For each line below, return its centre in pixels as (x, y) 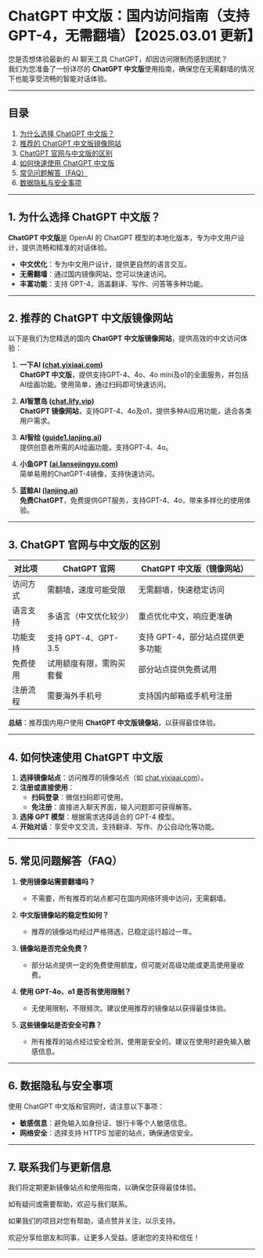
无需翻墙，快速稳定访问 (181, 590)
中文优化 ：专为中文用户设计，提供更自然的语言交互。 (105, 264)
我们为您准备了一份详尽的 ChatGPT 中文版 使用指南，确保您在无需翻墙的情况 (131, 68)
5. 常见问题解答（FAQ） (65, 861)
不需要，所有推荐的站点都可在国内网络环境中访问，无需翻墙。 (131, 898)
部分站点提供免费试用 (177, 670)
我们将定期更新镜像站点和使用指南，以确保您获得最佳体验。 (104, 1187)
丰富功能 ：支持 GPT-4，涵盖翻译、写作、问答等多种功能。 (113, 283)
